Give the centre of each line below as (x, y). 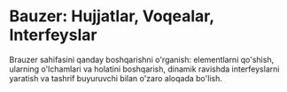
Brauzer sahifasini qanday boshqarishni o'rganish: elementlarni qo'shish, (142, 59)
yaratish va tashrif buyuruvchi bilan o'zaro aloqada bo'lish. (116, 78)
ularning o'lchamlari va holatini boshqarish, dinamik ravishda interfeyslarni (144, 69)
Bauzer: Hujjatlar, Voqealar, (112, 16)
